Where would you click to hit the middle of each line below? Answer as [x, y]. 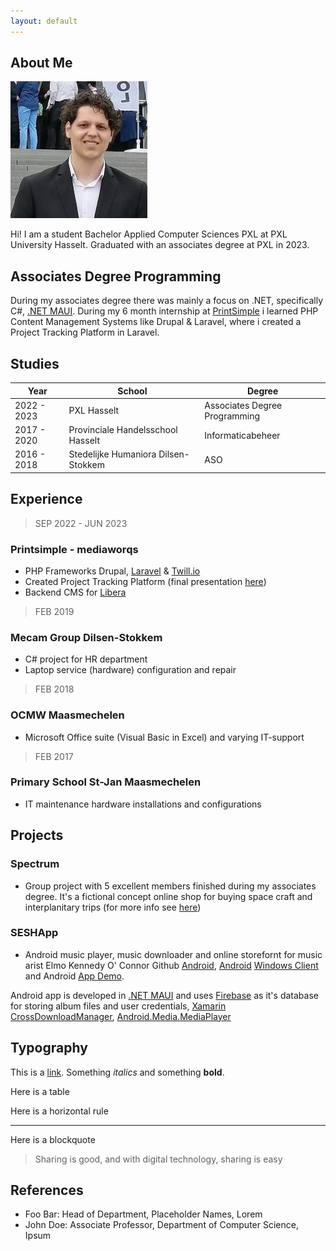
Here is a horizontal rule [59, 1111]
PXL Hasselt [94, 411]
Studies [35, 363]
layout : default [44, 21]
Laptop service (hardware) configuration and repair [130, 670]
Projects [37, 835]
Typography [49, 1048]
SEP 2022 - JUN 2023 [81, 523]
